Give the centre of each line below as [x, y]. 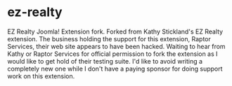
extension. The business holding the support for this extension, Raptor [109, 38]
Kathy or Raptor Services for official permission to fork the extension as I [112, 54]
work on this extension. [41, 76]
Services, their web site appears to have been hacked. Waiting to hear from [117, 46]
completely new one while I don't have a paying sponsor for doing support [115, 69]
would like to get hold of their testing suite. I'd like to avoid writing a [105, 61]
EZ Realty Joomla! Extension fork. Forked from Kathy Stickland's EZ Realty [115, 31]
